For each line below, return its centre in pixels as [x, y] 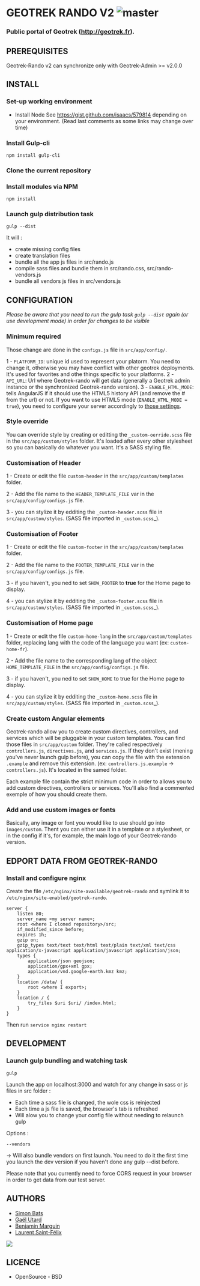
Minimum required [34, 336]
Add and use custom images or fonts [61, 810]
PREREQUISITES [37, 51]
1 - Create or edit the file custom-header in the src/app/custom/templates [95, 476]
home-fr [16, 649]
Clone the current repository [49, 170]
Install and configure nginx [46, 878]
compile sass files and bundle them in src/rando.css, [80, 268]
